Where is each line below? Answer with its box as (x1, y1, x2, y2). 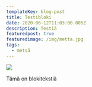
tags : (6, 42, 20, 48)
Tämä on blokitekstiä (6, 75, 57, 82)
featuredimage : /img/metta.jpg (6, 36, 84, 42)
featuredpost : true (6, 31, 55, 37)
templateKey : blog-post (6, 8, 65, 15)
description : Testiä (6, 25, 58, 32)
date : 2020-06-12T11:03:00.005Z (6, 20, 86, 26)
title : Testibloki (6, 14, 52, 20)
